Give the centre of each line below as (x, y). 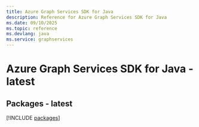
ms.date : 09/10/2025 (32, 23)
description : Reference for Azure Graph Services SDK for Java (87, 17)
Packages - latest (39, 103)
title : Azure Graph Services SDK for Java (60, 12)
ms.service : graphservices (40, 39)
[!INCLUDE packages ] (33, 118)
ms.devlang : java (28, 34)
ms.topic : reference (32, 28)
